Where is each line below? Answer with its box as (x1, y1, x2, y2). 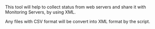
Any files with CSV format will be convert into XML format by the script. (5, 19, 151, 24)
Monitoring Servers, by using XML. (5, 9, 76, 15)
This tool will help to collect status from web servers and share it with (5, 4, 147, 10)
